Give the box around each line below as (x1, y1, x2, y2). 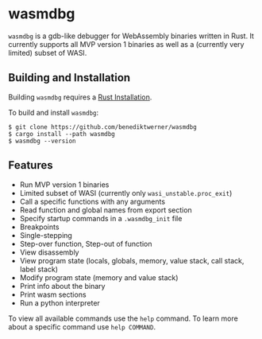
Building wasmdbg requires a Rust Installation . (8, 92, 152, 102)
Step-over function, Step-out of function (19, 239, 152, 248)
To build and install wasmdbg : (8, 107, 99, 117)
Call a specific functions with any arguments (19, 197, 165, 206)
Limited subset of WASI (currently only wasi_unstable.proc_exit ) (19, 188, 233, 197)
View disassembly (19, 247, 79, 257)
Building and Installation (8, 71, 131, 84)
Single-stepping (19, 230, 73, 240)
